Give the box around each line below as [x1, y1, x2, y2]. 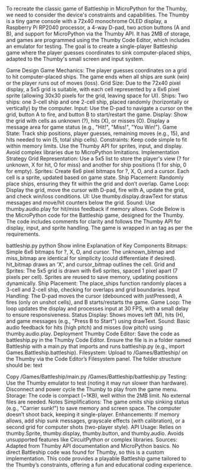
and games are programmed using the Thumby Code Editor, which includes [6, 37, 190, 43]
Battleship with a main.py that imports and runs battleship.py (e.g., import [6, 343, 185, 350]
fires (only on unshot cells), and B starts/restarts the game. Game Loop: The [6, 299, 191, 306]
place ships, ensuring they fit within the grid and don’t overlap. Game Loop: [6, 180, 190, 187]
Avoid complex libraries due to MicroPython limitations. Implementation [6, 149, 180, 156]
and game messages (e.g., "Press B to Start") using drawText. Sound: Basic [6, 318, 190, 325]
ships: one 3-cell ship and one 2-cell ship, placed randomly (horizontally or [6, 98, 189, 105]
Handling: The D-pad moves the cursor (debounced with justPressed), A [6, 293, 183, 299]
